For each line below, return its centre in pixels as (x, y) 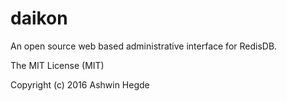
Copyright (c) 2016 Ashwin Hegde (80, 84)
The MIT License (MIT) (57, 65)
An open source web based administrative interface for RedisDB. (144, 46)
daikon (39, 18)
